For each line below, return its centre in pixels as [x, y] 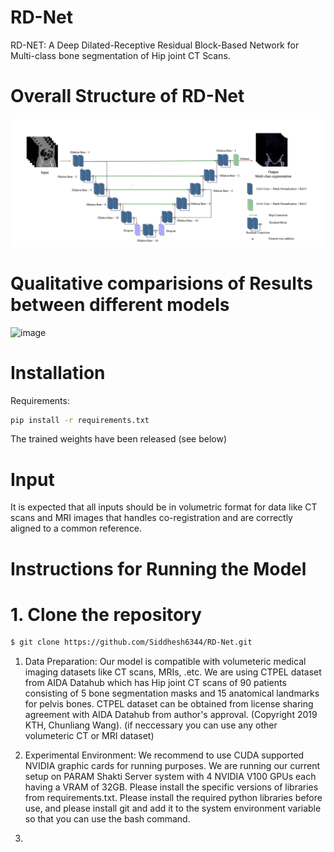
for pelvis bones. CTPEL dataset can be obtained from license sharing [169, 704]
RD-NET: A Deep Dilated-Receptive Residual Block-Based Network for [155, 45]
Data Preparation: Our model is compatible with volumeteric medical [165, 662]
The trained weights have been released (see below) [118, 439]
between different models [120, 304]
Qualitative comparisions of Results [161, 283]
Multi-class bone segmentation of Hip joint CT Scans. [120, 55]
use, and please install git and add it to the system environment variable [173, 808]
